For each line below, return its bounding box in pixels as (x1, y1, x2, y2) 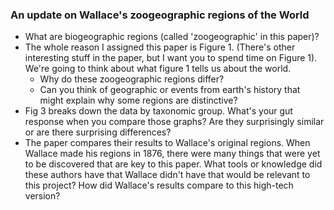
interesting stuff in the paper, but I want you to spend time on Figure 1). (24, 52, 318, 64)
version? (24, 190, 61, 202)
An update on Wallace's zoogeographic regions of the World (10, 8, 310, 22)
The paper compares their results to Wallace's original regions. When (24, 137, 311, 149)
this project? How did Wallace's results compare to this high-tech (24, 179, 294, 192)
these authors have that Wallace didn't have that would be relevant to (24, 169, 311, 181)
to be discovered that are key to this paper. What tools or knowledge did (24, 158, 323, 170)
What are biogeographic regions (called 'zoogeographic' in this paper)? (24, 31, 320, 43)
